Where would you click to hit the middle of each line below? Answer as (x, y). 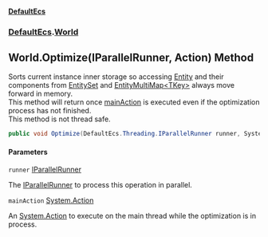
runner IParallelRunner (45, 170)
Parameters (28, 152)
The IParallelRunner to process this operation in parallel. (100, 185)
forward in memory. (41, 94)
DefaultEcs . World (43, 32)
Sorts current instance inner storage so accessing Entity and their (116, 77)
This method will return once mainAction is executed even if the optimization (134, 102)
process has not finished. (50, 111)
